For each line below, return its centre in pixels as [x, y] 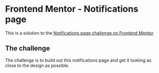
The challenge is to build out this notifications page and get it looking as [78, 60]
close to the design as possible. [37, 65]
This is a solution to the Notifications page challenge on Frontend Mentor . [80, 33]
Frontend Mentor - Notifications [72, 9]
